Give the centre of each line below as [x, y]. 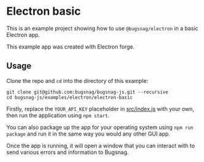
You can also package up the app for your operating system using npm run [100, 127]
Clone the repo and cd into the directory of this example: [77, 80]
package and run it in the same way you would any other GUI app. [88, 134]
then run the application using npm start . [58, 115]
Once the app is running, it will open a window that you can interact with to [100, 145]
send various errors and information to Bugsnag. [68, 152]
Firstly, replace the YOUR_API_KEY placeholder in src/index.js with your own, [100, 109]
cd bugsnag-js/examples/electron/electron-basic [70, 97]
